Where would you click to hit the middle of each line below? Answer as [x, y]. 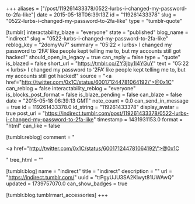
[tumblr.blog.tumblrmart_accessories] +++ [57, 195]
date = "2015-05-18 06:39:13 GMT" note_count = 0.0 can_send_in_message [97, 101]
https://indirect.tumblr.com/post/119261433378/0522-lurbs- [117, 113]
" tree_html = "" [25, 160]
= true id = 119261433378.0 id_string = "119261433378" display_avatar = [93, 107]
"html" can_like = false [33, 126]
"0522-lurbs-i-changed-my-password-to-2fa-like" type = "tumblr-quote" [94, 21]
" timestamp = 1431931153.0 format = [138, 119]
